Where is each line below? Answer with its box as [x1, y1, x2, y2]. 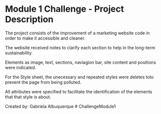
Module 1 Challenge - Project [5, 3, 124, 15]
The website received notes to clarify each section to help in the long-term [5, 45, 155, 50]
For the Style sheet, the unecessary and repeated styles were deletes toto [5, 74, 154, 80]
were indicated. [5, 65, 37, 70]
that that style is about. [5, 94, 51, 100]
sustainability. [5, 50, 33, 56]
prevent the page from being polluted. [5, 79, 81, 85]
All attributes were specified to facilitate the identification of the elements [5, 89, 153, 94]
